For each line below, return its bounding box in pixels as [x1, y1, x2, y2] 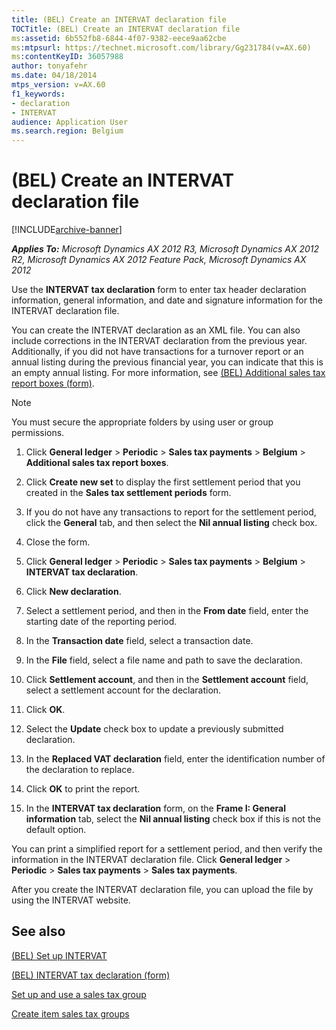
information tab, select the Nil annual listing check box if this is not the [25, 813, 321, 825]
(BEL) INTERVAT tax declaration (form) [11, 969, 171, 981]
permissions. [11, 427, 65, 439]
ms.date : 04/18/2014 [11, 71, 98, 81]
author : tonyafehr [11, 61, 88, 71]
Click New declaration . [25, 586, 122, 598]
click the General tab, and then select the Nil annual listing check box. [25, 517, 318, 529]
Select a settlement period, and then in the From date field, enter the [25, 605, 309, 617]
